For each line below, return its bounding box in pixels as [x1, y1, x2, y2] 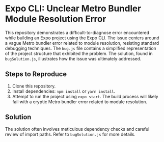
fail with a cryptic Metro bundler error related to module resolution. [12, 99, 147, 105]
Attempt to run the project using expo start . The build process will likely [12, 93, 159, 99]
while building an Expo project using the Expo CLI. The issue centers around [5, 35, 160, 41]
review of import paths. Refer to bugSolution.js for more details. [5, 131, 136, 137]
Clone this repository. [12, 83, 56, 89]
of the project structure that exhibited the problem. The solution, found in [5, 50, 153, 57]
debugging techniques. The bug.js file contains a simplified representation [5, 45, 156, 51]
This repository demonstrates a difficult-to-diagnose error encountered [5, 29, 150, 35]
